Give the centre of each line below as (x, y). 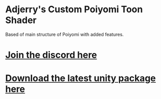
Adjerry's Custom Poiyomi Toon (74, 9)
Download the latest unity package (81, 78)
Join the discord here (51, 55)
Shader (21, 20)
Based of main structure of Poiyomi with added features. (64, 34)
